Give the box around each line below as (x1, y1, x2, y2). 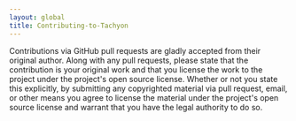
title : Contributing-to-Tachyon (9, 21, 129, 30)
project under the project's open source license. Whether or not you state (9, 73, 278, 84)
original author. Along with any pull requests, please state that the (9, 55, 249, 65)
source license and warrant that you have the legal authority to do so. (9, 102, 263, 112)
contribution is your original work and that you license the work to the (9, 64, 263, 75)
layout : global (9, 12, 66, 22)
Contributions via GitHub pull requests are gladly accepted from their (9, 45, 261, 56)
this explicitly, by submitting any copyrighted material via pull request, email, (9, 83, 288, 94)
